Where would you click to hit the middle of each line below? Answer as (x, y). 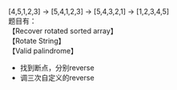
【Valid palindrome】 (43, 51)
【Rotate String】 (37, 41)
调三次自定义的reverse (57, 78)
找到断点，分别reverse (57, 68)
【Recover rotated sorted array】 (63, 31)
